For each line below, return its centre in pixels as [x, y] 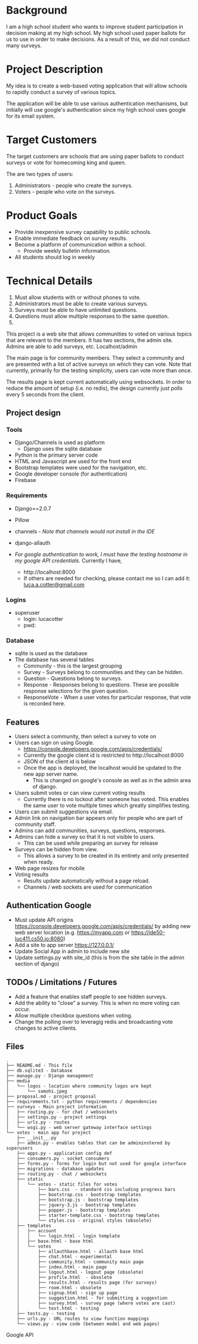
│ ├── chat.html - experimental [64, 1257]
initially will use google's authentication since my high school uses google [96, 109]
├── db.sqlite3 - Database [39, 1070]
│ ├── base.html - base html [55, 1241]
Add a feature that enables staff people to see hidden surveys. [91, 997]
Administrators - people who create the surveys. [74, 185]
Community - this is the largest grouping [73, 666]
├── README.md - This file [39, 1065]
